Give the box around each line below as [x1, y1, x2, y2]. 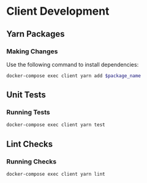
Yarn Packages [6, 29, 65, 39]
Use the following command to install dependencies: [6, 61, 139, 68]
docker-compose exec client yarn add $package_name [6, 72, 141, 79]
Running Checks [6, 157, 57, 166]
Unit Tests [6, 90, 46, 100]
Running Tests [6, 108, 50, 117]
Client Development [6, 4, 110, 18]
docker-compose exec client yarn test [6, 122, 105, 128]
